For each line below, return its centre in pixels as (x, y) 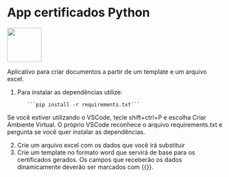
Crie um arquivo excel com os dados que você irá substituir (101, 145)
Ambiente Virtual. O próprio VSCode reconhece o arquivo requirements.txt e (115, 124)
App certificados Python (79, 13)
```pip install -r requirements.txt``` (83, 105)
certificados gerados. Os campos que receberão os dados (100, 159)
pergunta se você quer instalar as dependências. (76, 132)
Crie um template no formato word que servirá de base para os (106, 152)
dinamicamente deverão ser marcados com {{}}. (85, 167)
